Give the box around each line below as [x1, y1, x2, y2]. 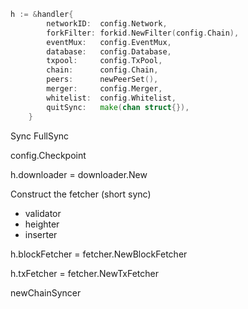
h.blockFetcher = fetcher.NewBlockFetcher [10, 248, 188, 260]
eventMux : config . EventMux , [46, 37, 172, 47]
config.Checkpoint [10, 149, 87, 161]
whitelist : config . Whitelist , [46, 93, 177, 103]
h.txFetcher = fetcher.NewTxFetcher [10, 267, 159, 279]
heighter [24, 218, 60, 230]
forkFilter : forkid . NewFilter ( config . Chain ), [46, 28, 240, 38]
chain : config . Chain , [46, 65, 159, 75]
